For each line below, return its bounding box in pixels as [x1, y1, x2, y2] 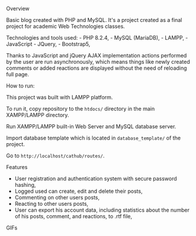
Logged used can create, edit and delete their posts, [14, 187, 143, 195]
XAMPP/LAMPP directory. [6, 112, 69, 118]
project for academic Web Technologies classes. [6, 23, 126, 30]
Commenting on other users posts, [14, 194, 100, 201]
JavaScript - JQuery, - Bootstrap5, [6, 41, 91, 47]
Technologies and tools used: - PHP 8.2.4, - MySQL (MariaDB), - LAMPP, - [6, 34, 188, 41]
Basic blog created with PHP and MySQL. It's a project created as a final [6, 17, 182, 23]
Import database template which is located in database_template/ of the [6, 134, 181, 141]
